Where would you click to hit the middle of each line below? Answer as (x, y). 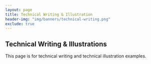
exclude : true (20, 24)
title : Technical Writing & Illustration (49, 14)
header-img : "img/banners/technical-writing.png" (58, 19)
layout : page (19, 10)
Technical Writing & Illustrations (56, 44)
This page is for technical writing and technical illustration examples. (76, 56)
